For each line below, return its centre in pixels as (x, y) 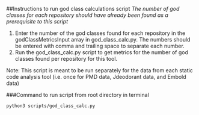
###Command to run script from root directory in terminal (78, 95)
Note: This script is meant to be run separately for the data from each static (100, 70)
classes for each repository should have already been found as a (87, 15)
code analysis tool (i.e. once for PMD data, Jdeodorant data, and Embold (96, 77)
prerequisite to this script (37, 21)
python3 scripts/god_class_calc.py (51, 106)
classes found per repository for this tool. (66, 59)
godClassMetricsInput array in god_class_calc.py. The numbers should (103, 39)
